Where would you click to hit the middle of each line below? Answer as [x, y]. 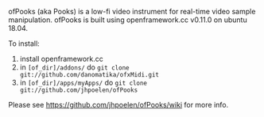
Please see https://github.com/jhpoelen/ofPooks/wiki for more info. [118, 105]
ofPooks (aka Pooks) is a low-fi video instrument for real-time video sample [132, 11]
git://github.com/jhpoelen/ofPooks [79, 90]
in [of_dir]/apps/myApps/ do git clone [83, 83]
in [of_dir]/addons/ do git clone [74, 67]
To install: [24, 43]
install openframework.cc [61, 59]
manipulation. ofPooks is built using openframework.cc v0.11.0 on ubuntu [128, 20]
